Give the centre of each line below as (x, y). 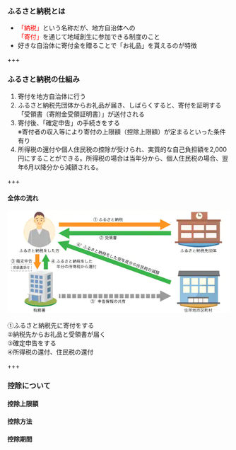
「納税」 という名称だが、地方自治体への (76, 28)
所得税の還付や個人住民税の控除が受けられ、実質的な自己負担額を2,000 (122, 149)
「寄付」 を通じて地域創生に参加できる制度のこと (89, 37)
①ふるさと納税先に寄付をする (51, 325)
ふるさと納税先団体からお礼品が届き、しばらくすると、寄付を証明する (119, 105)
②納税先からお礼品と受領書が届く (57, 334)
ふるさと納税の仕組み (43, 79)
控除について (29, 386)
